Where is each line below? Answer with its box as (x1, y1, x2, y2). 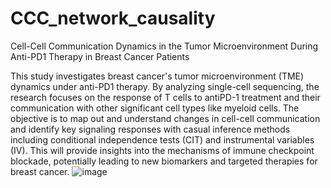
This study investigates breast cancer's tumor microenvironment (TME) (10, 70, 305, 82)
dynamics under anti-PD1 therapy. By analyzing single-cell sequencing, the (10, 80, 320, 92)
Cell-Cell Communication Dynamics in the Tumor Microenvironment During (10, 40, 319, 52)
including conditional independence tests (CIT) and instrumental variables (10, 133, 315, 146)
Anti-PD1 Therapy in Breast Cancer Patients (10, 50, 190, 62)
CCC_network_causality (10, 7, 216, 30)
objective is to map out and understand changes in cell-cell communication (10, 112, 321, 124)
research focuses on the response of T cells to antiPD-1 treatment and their (10, 91, 321, 103)
